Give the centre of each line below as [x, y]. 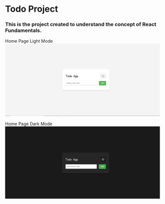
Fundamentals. [23, 30]
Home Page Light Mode [29, 41]
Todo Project [32, 9]
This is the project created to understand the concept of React [81, 25]
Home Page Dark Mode [29, 124]
